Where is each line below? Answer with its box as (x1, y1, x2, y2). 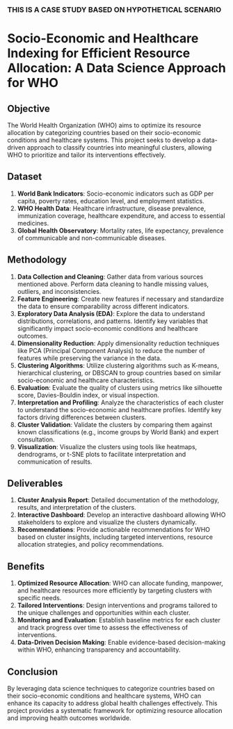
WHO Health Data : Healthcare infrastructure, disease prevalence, (17, 204, 207, 212)
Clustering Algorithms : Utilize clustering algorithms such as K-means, (17, 361, 220, 370)
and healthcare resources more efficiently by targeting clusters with (17, 586, 212, 595)
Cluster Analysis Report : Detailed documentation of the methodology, (17, 496, 220, 504)
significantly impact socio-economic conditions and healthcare (17, 324, 198, 332)
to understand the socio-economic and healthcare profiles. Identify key (17, 405, 222, 414)
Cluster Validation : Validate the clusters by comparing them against (17, 420, 213, 429)
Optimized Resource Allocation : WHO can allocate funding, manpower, (17, 579, 224, 588)
